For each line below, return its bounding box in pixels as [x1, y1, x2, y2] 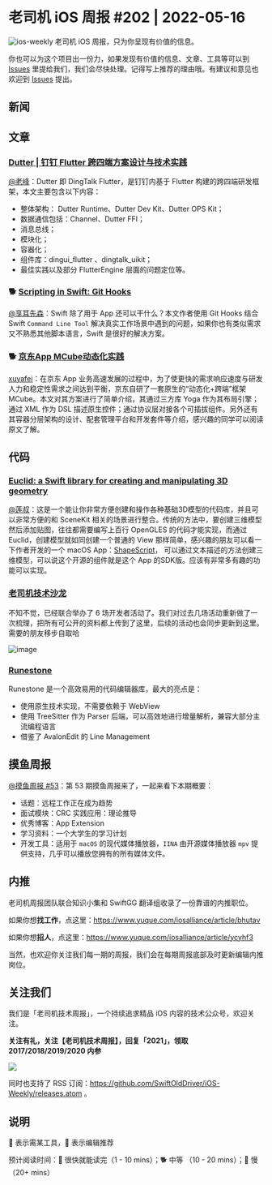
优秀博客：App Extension [19, 818, 105, 828]
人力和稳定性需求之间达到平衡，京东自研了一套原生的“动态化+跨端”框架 [8, 384, 247, 393]
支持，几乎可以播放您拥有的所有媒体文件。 [27, 848, 170, 858]
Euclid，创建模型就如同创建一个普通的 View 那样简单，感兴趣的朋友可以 [8, 535, 249, 545]
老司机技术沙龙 [8, 588, 67, 599]
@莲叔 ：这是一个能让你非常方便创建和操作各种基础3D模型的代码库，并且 [8, 504, 253, 514]
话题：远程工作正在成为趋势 [19, 797, 113, 808]
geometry [8, 485, 49, 496]
